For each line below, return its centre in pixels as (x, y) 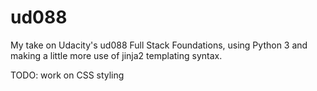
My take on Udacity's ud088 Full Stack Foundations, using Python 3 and (159, 45)
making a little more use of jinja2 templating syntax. (116, 55)
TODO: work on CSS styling (67, 75)
